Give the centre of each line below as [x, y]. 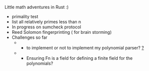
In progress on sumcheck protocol [46, 27]
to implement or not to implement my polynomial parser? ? [85, 48]
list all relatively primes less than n [46, 22]
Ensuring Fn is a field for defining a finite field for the [79, 58]
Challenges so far [29, 37]
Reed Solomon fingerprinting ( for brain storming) [62, 32]
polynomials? [40, 63]
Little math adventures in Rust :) [37, 7]
